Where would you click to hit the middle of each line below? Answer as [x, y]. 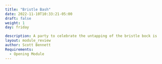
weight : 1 [15, 23]
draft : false [18, 18]
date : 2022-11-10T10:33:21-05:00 [39, 14]
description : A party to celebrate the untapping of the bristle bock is [81, 36]
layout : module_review [28, 41]
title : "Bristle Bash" [28, 9]
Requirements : [19, 49]
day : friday [17, 27]
